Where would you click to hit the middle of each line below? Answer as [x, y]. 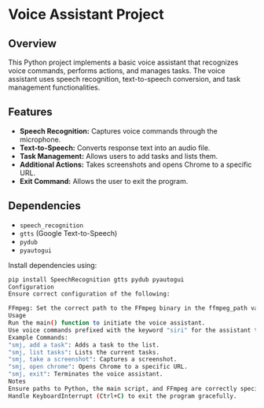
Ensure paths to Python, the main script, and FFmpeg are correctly [123, 388]
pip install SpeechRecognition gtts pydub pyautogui [96, 279]
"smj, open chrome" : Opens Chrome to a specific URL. [98, 367]
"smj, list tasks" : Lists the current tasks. [84, 352]
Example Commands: [38, 337]
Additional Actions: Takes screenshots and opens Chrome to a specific [136, 164]
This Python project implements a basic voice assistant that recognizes [123, 62]
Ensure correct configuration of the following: [89, 294]
